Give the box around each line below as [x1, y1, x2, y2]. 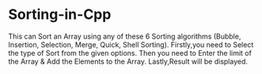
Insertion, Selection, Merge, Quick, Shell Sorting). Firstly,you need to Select [8, 39, 254, 49]
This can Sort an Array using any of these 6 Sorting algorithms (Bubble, [8, 31, 241, 41]
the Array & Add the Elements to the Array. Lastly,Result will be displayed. [8, 57, 248, 66]
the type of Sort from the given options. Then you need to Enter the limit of [8, 48, 252, 57]
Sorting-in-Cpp [8, 6, 112, 24]
